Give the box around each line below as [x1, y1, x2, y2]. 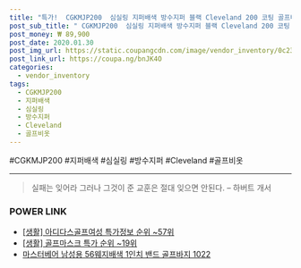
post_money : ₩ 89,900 [9, 29, 90, 38]
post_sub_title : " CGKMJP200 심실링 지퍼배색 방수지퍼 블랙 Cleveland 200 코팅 [9, 21, 290, 30]
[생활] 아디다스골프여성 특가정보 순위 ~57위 [21, 227, 175, 238]
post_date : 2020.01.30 [9, 38, 94, 47]
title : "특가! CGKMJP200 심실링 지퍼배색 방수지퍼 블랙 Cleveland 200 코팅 [9, 13, 275, 22]
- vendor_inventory [17, 71, 90, 80]
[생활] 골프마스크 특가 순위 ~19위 [21, 238, 137, 248]
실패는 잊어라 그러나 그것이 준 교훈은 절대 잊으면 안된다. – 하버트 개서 [30, 182, 271, 193]
